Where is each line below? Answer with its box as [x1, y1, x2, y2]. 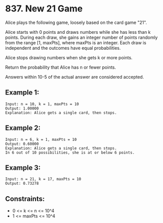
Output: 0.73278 [5, 181, 39, 186]
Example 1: [5, 88, 39, 97]
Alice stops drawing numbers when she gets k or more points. [5, 54, 133, 60]
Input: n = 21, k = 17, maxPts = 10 [5, 177, 81, 182]
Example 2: [5, 124, 41, 132]
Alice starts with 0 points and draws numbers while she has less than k [5, 29, 151, 35]
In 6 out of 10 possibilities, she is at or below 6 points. [5, 150, 135, 155]
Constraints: [5, 195, 45, 203]
